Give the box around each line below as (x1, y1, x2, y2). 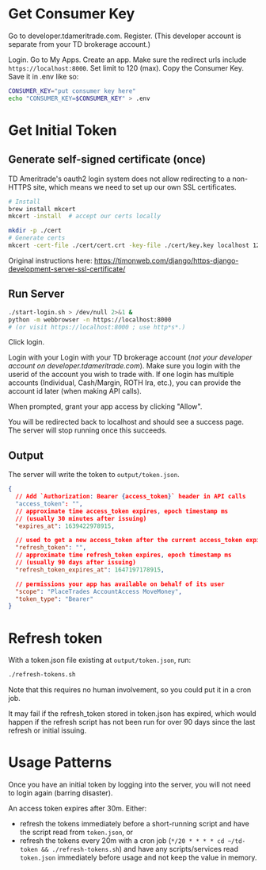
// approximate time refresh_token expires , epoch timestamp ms (15, 551, 232, 560)
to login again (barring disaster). (8, 788, 113, 798)
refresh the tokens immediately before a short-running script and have (19, 819, 249, 829)
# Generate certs (8, 234, 66, 242)
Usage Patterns (8, 753, 112, 772)
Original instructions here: (8, 256, 93, 265)
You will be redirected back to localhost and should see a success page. (8, 418, 244, 427)
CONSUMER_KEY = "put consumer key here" (8, 87, 136, 95)
